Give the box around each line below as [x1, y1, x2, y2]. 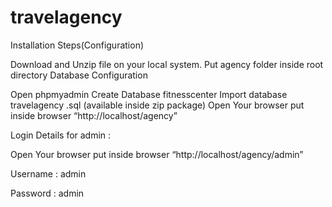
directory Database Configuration [10, 69, 148, 81]
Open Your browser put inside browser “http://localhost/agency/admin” [10, 148, 304, 160]
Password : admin [10, 187, 85, 199]
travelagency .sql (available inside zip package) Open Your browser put [10, 99, 305, 111]
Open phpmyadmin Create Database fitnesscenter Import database [10, 88, 288, 100]
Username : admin [10, 167, 87, 180]
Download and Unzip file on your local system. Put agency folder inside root [10, 58, 324, 70]
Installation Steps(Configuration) [10, 39, 145, 51]
